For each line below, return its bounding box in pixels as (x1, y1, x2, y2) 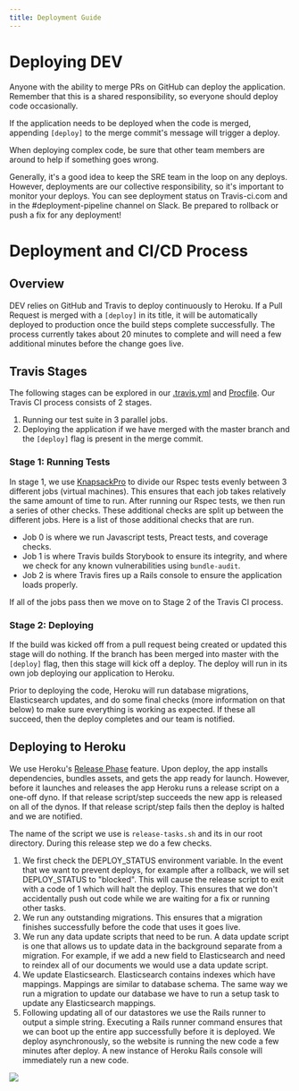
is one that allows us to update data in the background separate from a (21, 941, 283, 951)
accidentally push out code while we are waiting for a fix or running (21, 892, 270, 904)
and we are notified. (9, 811, 83, 822)
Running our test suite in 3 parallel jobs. (21, 414, 168, 425)
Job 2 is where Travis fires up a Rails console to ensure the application (21, 569, 283, 580)
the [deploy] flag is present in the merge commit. (21, 433, 203, 444)
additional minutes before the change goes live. (9, 337, 185, 349)
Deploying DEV (9, 51, 123, 72)
